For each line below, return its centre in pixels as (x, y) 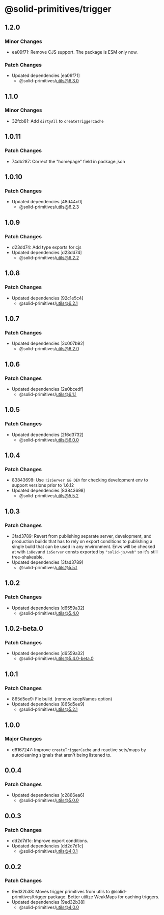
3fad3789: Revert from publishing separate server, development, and (82, 536)
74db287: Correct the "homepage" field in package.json (68, 161)
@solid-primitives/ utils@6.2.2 (49, 257)
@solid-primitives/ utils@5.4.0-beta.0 (56, 659)
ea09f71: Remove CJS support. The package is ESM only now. (75, 52)
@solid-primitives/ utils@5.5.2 (49, 496)
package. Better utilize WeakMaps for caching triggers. (104, 897)
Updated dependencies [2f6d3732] (48, 435)
